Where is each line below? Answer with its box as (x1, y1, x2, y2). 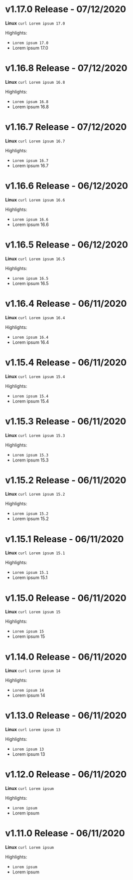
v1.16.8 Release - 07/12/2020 (5, 63, 128, 74)
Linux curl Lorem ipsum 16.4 (5, 314, 65, 320)
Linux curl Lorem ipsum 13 (5, 727, 61, 733)
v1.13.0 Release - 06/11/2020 (5, 710, 127, 721)
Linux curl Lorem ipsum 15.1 (5, 550, 65, 556)
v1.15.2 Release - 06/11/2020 (5, 475, 127, 486)
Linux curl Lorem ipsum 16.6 (5, 196, 65, 202)
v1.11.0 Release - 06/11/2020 (5, 828, 126, 839)
